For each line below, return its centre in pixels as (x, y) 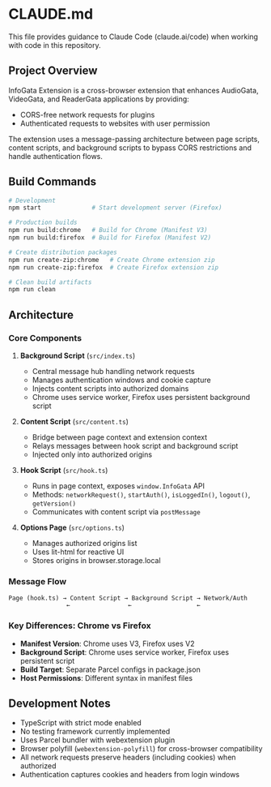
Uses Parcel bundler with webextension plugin (97, 740)
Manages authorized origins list (85, 543)
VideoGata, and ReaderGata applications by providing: (99, 99)
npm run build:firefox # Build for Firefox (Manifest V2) (110, 238)
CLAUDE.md (51, 14)
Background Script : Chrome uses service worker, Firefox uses (124, 652)
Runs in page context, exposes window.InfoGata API (118, 486)
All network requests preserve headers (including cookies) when (128, 757)
